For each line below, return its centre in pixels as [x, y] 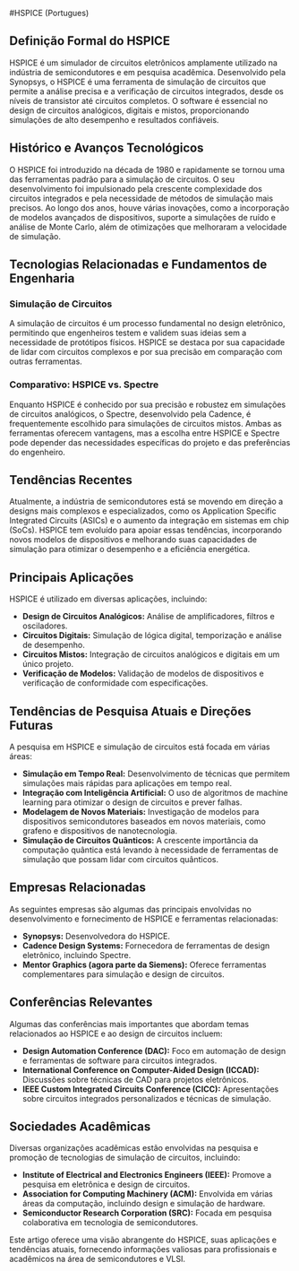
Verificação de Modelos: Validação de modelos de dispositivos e [143, 674]
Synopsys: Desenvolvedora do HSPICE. [96, 936]
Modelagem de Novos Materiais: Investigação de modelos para [141, 812]
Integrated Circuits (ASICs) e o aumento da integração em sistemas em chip [149, 521]
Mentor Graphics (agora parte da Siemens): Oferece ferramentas [144, 964]
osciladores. [45, 626]
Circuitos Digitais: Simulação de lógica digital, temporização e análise [152, 635]
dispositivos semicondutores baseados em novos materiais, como [144, 821]
